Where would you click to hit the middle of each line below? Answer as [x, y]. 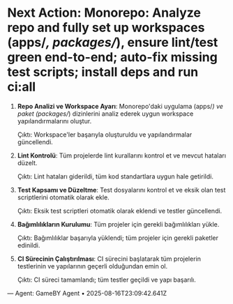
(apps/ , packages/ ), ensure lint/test [113, 43]
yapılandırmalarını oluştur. [54, 121]
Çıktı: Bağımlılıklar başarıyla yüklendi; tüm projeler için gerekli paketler [118, 238]
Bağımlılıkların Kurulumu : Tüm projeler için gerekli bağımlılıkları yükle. [118, 224]
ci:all [22, 87]
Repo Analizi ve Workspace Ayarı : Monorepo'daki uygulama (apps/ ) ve [120, 106]
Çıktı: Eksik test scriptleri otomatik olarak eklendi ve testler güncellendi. [120, 211]
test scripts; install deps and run [103, 72]
